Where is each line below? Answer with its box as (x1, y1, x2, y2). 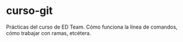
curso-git (6, 4, 53, 17)
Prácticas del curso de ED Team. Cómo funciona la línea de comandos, (6, 23, 178, 30)
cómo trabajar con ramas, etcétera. (6, 29, 91, 36)
